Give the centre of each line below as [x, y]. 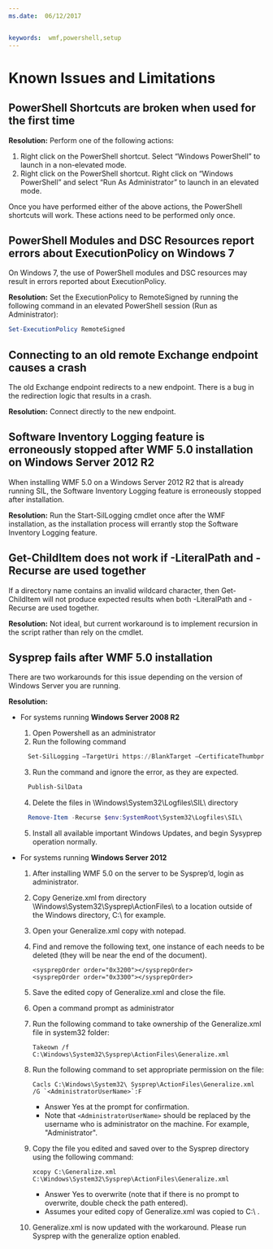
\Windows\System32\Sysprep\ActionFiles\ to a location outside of [143, 906]
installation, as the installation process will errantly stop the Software [123, 524]
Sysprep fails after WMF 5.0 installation [110, 658]
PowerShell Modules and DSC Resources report [131, 240]
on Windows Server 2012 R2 [81, 463]
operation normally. [65, 842]
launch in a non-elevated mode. [74, 164]
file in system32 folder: [71, 1033]
